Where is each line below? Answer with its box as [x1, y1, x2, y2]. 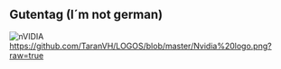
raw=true [9, 49, 44, 61]
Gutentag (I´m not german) [9, 7, 164, 22]
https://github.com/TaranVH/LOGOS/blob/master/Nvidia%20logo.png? [9, 40, 273, 51]
